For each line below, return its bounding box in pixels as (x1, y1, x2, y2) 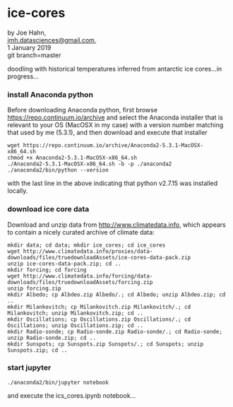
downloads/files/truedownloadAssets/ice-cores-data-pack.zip (7, 254, 191, 261)
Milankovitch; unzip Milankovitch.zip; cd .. (7, 309, 143, 317)
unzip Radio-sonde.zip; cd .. (7, 334, 97, 341)
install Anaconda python (7, 90, 94, 100)
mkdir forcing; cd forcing (7, 266, 87, 273)
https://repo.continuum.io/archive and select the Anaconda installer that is (7, 113, 224, 122)
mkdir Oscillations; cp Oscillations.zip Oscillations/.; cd (7, 316, 191, 323)
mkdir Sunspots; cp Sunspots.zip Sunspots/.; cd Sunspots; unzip (7, 341, 203, 348)
